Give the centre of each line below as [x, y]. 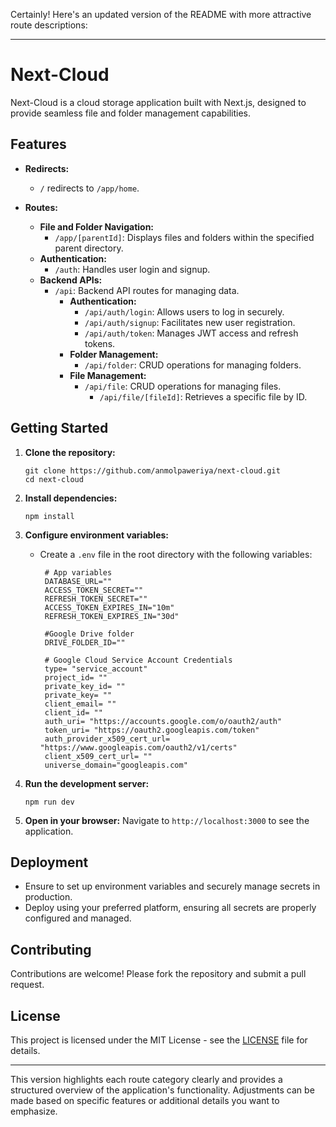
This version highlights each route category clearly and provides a [146, 1079]
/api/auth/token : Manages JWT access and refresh [191, 333]
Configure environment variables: [96, 535]
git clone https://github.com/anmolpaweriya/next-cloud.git [152, 470]
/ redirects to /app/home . [89, 188]
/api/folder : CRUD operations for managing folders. [193, 365]
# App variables [78, 572]
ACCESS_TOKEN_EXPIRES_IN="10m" [109, 607]
